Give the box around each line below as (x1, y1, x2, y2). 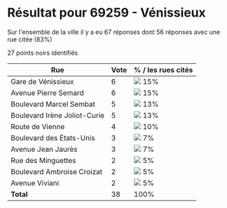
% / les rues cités (133, 64, 194, 74)
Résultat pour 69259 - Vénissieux (7, 5, 206, 21)
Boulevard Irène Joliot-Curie (10, 110, 104, 120)
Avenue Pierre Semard (10, 88, 84, 98)
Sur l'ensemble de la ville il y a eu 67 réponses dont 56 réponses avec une (7, 28, 221, 36)
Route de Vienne (10, 121, 65, 131)
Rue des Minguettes (10, 155, 77, 165)
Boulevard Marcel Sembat (10, 99, 95, 109)
